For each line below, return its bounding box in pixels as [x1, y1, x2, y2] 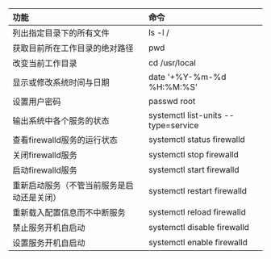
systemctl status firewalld [148, 134, 246, 144]
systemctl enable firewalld [148, 237, 248, 248]
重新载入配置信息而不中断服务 [12, 207, 127, 218]
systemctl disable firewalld [148, 222, 250, 232]
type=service [148, 120, 199, 131]
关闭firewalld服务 [12, 149, 78, 161]
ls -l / [148, 27, 169, 38]
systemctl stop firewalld [148, 149, 240, 160]
